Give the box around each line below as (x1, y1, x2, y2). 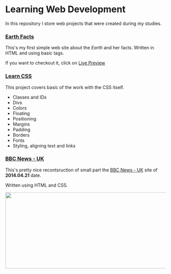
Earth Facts (5, 33, 34, 40)
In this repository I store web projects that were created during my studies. (5, 20, 162, 26)
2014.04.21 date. (5, 172, 42, 178)
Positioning (12, 115, 37, 121)
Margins (12, 121, 30, 127)
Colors (12, 105, 27, 111)
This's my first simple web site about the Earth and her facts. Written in (5, 45, 154, 51)
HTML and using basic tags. (5, 50, 65, 56)
